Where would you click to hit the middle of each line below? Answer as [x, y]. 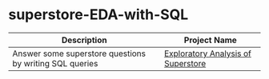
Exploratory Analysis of [208, 53]
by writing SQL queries [55, 63]
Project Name [211, 40]
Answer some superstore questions [79, 53]
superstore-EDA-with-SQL [98, 15]
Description [84, 40]
